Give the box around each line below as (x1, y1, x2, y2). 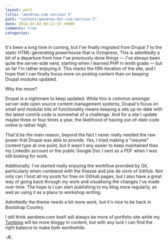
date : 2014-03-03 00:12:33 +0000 (5, 21, 75, 26)
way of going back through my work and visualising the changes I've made (5, 178, 160, 184)
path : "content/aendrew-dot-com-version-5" (5, 16, 97, 21)
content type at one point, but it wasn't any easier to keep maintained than (5, 142, 158, 148)
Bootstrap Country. (5, 204, 44, 210)
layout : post (5, 7, 32, 12)
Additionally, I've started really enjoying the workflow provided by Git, (5, 163, 148, 168)
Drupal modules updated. (5, 76, 57, 82)
